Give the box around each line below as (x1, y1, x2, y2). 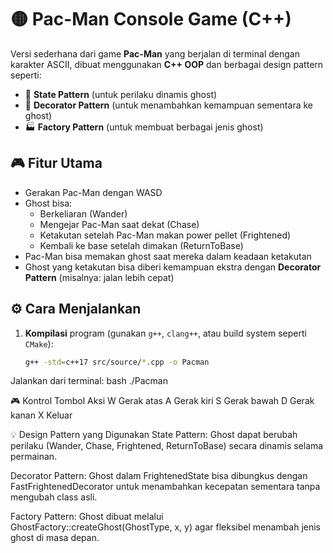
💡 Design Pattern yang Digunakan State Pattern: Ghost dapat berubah (10, 429, 298, 441)
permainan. (10, 451, 58, 463)
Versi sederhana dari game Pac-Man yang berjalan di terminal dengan (10, 47, 300, 60)
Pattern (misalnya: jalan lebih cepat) (24, 271, 175, 283)
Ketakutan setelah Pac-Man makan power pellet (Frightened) (39, 229, 292, 241)
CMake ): (24, 337, 54, 350)
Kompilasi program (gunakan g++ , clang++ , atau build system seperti (24, 327, 307, 339)
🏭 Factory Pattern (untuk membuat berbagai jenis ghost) (24, 121, 264, 133)
